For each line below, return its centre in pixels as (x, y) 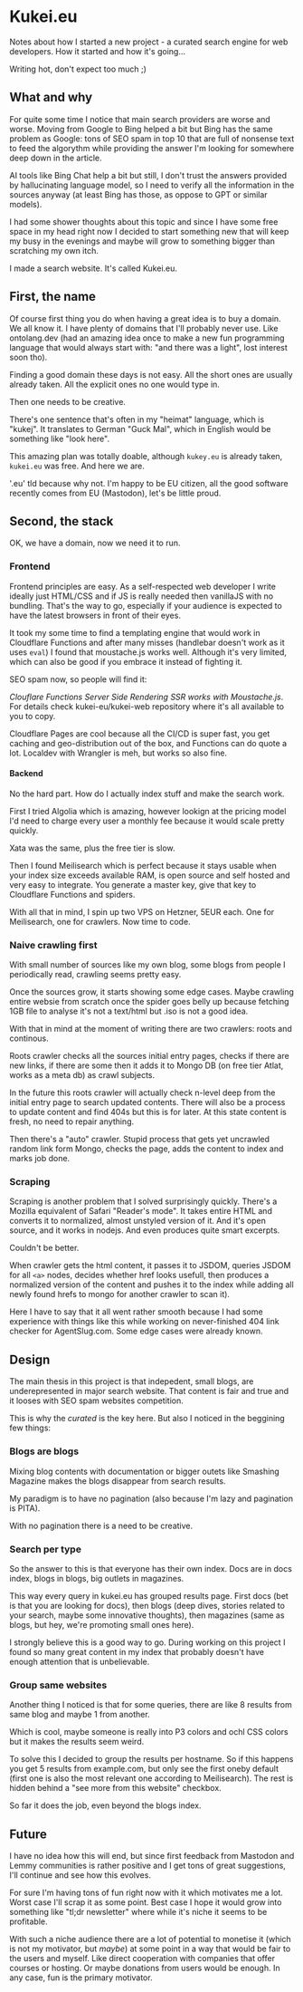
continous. (29, 1038)
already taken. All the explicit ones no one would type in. (114, 384)
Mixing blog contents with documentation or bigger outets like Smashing (145, 1471)
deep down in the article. (56, 158)
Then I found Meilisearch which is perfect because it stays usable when (143, 865)
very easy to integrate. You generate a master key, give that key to (133, 884)
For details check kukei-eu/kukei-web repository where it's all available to (147, 706)
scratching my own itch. (54, 250)
